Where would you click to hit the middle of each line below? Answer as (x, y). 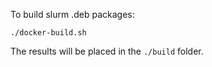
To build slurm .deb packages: (72, 14)
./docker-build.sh (48, 33)
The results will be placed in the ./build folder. (107, 51)
